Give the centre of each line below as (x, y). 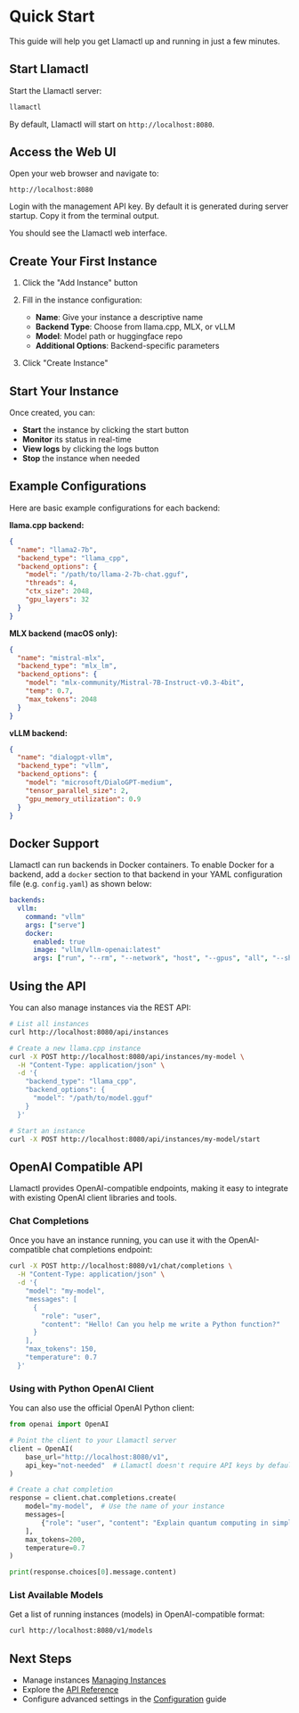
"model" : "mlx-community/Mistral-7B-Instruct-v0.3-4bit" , (135, 683)
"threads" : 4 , (51, 583)
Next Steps (40, 1658)
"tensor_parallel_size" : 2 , (77, 790)
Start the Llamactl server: (56, 90)
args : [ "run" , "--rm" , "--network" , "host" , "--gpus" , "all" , (150, 958)
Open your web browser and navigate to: (84, 174)
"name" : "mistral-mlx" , (61, 658)
